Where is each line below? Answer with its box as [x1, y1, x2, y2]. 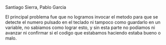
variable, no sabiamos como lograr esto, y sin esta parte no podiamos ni [5, 24, 155, 30]
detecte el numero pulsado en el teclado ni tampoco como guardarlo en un [5, 19, 160, 25]
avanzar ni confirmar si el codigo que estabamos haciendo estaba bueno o [5, 30, 161, 35]
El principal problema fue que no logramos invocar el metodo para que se [5, 14, 158, 19]
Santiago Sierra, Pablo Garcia [5, 4, 67, 10]
